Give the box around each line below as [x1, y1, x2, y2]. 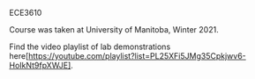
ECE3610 [9, 8, 42, 18]
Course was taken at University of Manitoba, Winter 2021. [9, 25, 219, 34]
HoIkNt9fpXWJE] [9, 61, 71, 70]
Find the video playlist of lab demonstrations [9, 41, 171, 52]
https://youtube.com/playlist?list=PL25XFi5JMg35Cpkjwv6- [27, 51, 247, 61]
